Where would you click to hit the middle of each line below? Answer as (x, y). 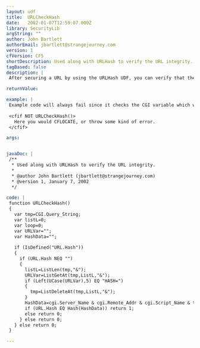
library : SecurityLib (33, 28)
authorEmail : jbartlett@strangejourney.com (61, 45)
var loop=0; (29, 225)
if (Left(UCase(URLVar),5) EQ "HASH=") (74, 281)
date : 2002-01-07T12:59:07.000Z (49, 23)
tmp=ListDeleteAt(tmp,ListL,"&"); (73, 292)
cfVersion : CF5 (25, 56)
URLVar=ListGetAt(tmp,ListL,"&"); (68, 275)
